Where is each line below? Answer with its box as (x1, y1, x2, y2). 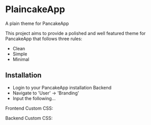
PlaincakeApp (5, 4, 65, 15)
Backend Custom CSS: (5, 115, 53, 121)
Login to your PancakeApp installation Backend (12, 84, 112, 90)
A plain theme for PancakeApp (5, 20, 69, 26)
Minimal (12, 56, 29, 62)
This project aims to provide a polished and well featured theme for (5, 30, 146, 36)
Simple (12, 51, 27, 57)
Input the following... (12, 95, 56, 101)
